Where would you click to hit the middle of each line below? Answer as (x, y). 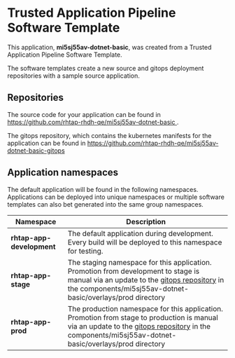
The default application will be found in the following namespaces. (103, 189)
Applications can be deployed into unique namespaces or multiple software (116, 197)
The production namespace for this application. (145, 308)
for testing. (85, 251)
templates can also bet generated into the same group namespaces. (106, 204)
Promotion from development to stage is (134, 271)
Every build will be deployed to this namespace (145, 242)
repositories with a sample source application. (73, 76)
